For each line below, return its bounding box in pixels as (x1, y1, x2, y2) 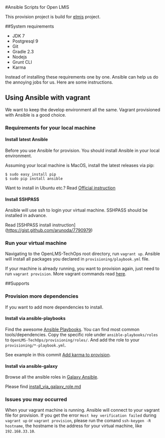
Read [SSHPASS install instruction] (5, 222, 76, 228)
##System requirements (5, 23, 54, 29)
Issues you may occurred (5, 396, 67, 403)
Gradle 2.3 (12, 49, 34, 54)
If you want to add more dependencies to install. (5, 304, 104, 310)
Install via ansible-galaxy (5, 363, 58, 369)
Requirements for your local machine (5, 124, 96, 131)
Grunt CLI (12, 59, 32, 65)
